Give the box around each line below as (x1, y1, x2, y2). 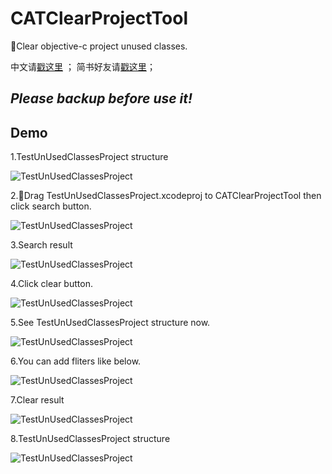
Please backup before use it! (10, 90, 193, 107)
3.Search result (10, 239, 73, 251)
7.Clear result (10, 394, 65, 406)
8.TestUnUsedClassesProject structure (10, 433, 171, 445)
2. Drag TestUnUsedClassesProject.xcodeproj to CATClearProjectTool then (10, 190, 322, 202)
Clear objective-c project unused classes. (10, 40, 188, 52)
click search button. (10, 200, 92, 212)
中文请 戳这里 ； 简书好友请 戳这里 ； (10, 60, 156, 72)
